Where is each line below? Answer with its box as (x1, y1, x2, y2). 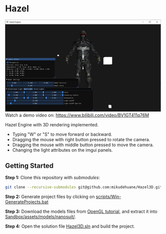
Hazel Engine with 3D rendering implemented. (5, 122, 99, 128)
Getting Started (5, 161, 54, 170)
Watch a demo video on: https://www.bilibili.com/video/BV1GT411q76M (5, 112, 149, 118)
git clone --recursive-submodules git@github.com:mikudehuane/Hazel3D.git (5, 185, 163, 190)
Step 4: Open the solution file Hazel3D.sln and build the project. (5, 223, 135, 229)
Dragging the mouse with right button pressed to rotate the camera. (12, 137, 151, 143)
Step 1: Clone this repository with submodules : (5, 175, 100, 181)
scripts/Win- (95, 194, 122, 199)
